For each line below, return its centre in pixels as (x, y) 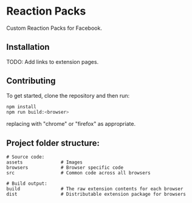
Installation (28, 47)
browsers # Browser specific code (65, 168)
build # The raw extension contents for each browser (95, 189)
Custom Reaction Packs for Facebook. (54, 28)
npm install (21, 107)
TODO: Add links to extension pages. (53, 61)
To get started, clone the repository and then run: (68, 95)
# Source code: (26, 157)
